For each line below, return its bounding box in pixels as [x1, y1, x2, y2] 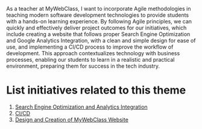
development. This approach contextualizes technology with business [6, 50, 180, 56]
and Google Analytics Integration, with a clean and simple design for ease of [6, 37, 196, 44]
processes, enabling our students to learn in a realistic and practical [6, 56, 175, 63]
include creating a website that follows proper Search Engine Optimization [6, 31, 191, 38]
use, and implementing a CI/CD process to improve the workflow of [6, 43, 174, 50]
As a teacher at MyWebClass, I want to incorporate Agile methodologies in [6, 5, 191, 12]
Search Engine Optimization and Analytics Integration [14, 103, 148, 110]
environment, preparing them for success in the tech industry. [6, 62, 160, 70]
